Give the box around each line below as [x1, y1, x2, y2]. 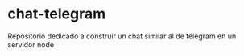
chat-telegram [7, 5, 106, 23]
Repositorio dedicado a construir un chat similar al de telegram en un [7, 31, 237, 41]
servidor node [7, 39, 54, 49]
